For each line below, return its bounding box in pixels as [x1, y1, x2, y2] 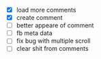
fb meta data [16, 29, 53, 37]
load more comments [16, 6, 76, 14]
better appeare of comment [16, 21, 94, 29]
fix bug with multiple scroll [16, 37, 91, 45]
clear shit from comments [16, 45, 89, 53]
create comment [16, 14, 63, 22]
